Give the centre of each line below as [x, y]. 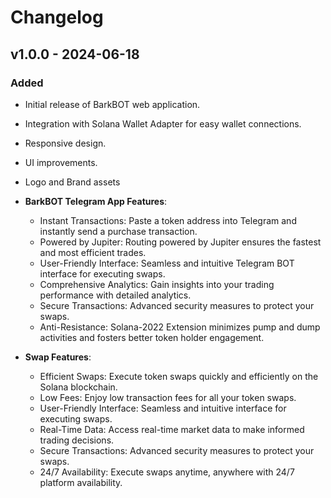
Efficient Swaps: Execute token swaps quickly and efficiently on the [179, 376]
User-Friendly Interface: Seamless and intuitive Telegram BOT [167, 263]
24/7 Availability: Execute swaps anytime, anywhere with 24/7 [167, 472]
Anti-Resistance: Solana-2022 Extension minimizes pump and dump [180, 327]
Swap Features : [58, 357]
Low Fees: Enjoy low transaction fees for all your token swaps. [168, 397]
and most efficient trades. [93, 252]
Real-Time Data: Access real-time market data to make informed [172, 429]
